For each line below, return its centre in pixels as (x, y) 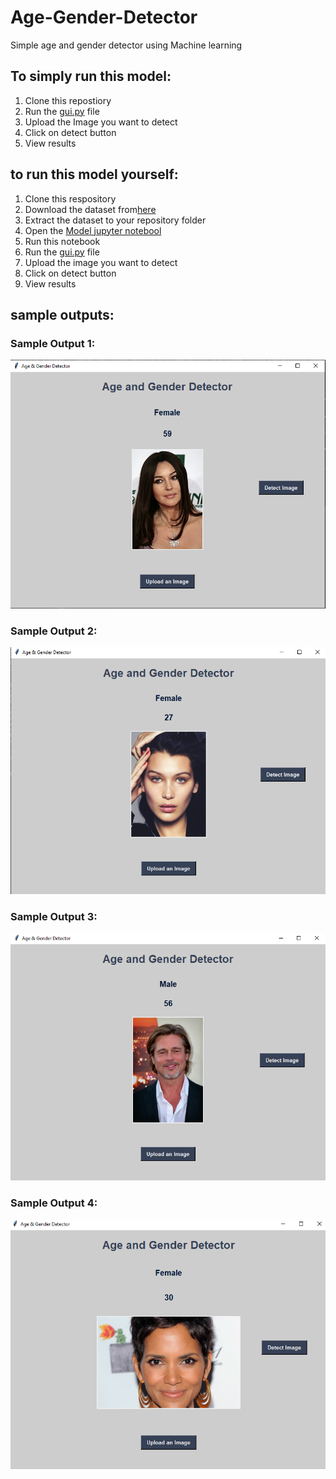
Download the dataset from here (90, 209)
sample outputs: (62, 314)
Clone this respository (70, 198)
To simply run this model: (91, 76)
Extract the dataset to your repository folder (115, 220)
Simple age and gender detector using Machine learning (126, 45)
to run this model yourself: (94, 174)
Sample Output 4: (54, 1203)
